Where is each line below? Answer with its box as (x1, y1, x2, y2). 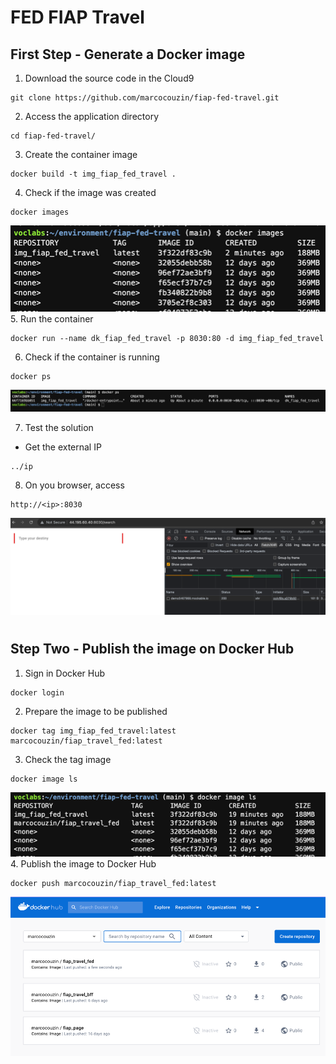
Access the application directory (24, 111, 160, 122)
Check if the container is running (24, 351, 160, 363)
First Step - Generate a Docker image (10, 46, 246, 63)
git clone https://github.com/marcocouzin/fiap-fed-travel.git (10, 93, 280, 103)
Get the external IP (24, 441, 102, 453)
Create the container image (24, 149, 138, 160)
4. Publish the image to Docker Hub (10, 857, 157, 870)
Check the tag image (24, 753, 112, 765)
